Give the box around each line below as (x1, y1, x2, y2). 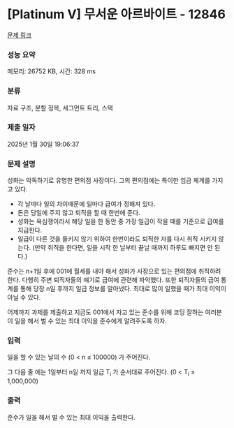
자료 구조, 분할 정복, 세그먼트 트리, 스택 (7, 103, 113, 112)
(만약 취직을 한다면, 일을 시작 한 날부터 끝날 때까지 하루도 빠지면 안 (32, 244, 213, 252)
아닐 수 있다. (7, 293, 41, 302)
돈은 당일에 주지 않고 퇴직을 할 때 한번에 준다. (17, 209, 141, 217)
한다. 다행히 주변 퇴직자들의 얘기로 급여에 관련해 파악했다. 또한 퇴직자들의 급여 (7, 276, 220, 284)
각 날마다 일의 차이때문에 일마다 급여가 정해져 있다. (17, 200, 156, 208)
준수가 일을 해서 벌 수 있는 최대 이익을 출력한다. (7, 413, 136, 421)
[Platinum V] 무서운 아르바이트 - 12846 (7, 6, 226, 22)
